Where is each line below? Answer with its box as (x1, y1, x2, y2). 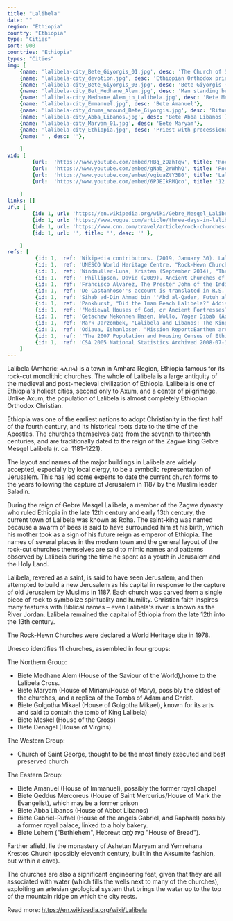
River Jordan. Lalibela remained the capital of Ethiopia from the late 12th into (7, 610, 225, 618)
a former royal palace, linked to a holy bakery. (17, 821, 148, 829)
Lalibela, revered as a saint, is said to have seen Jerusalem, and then (7, 573, 204, 582)
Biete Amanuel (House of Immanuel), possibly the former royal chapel (17, 784, 217, 793)
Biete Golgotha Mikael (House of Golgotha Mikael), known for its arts (17, 701, 214, 709)
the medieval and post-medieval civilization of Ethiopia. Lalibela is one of (7, 380, 215, 388)
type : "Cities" (7, 36, 51, 43)
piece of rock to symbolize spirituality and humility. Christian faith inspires (7, 595, 218, 604)
